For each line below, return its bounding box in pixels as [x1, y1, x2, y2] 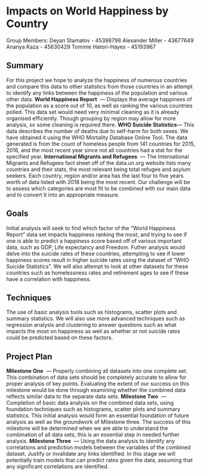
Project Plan [6, 351, 53, 361]
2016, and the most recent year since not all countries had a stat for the [6, 146, 183, 153]
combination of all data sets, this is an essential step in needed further [6, 431, 180, 438]
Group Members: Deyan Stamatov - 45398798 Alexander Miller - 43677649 [6, 37, 194, 44]
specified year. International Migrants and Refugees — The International [6, 153, 189, 160]
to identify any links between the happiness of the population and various [6, 89, 188, 97]
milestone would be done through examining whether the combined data [6, 387, 186, 394]
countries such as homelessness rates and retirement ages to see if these [6, 269, 189, 276]
